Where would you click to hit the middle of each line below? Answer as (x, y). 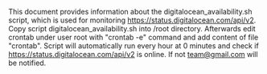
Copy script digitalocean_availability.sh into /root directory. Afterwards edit (132, 29)
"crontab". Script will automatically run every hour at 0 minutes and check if (133, 46)
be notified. (27, 63)
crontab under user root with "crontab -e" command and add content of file (133, 37)
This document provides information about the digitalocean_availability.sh (130, 12)
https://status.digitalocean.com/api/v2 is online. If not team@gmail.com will (133, 54)
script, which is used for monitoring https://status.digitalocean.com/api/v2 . (132, 20)
